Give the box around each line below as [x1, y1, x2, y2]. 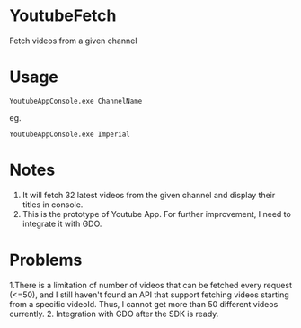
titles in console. [22, 199, 84, 210]
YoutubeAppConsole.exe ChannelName [9, 96, 143, 105]
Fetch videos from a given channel [9, 35, 137, 46]
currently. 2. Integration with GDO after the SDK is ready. [9, 308, 219, 319]
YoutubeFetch [9, 5, 117, 26]
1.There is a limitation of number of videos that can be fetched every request [9, 279, 292, 290]
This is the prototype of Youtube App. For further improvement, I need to [22, 208, 292, 219]
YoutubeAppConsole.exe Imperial [9, 130, 130, 139]
